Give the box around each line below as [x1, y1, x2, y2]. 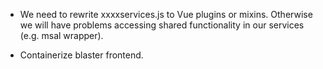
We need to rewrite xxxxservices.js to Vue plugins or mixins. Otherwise [19, 9, 313, 20]
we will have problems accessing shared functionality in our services [19, 19, 305, 31]
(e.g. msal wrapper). [19, 30, 104, 41]
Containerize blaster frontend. [19, 49, 144, 61]
